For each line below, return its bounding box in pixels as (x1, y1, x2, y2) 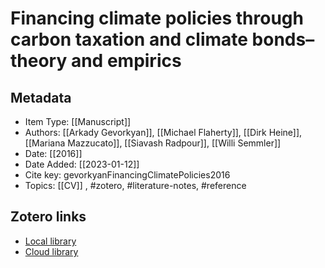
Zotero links (10, 208, 87, 226)
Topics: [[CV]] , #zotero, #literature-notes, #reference (24, 180, 247, 191)
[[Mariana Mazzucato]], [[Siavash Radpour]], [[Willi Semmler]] (24, 137, 282, 149)
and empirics (70, 50, 182, 72)
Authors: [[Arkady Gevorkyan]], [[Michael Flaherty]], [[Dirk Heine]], (24, 127, 303, 138)
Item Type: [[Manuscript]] (24, 116, 132, 127)
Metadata (10, 89, 72, 106)
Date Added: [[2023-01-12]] (24, 158, 140, 170)
